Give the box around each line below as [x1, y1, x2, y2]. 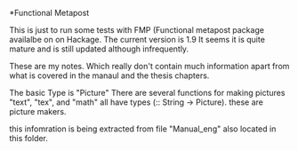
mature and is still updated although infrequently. [9, 44, 189, 54]
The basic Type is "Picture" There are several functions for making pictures [9, 88, 286, 98]
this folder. [9, 133, 49, 143]
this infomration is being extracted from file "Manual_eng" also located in [9, 123, 277, 134]
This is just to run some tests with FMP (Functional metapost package [9, 25, 265, 35]
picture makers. [9, 107, 67, 116]
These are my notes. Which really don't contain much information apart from [9, 61, 290, 71]
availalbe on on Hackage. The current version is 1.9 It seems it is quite [9, 35, 265, 44]
